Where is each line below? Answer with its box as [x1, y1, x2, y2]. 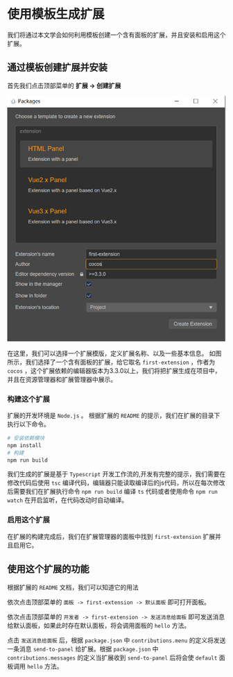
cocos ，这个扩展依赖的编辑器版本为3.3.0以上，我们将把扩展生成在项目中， [7, 366, 221, 375]
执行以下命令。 [7, 419, 50, 428]
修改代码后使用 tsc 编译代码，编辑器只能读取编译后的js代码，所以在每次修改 [7, 478, 225, 487]
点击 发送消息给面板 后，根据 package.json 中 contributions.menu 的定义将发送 [7, 636, 226, 644]
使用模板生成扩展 [7, 6, 105, 22]
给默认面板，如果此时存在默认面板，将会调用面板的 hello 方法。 [7, 621, 191, 629]
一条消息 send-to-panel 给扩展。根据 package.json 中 [7, 644, 159, 653]
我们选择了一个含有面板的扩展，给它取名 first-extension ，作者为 [25, 358, 216, 366]
